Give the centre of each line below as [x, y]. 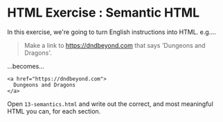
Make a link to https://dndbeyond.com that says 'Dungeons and [115, 45]
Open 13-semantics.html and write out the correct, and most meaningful [110, 104]
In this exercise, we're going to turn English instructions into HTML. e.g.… [111, 32]
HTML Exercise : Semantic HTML [104, 13]
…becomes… [26, 66]
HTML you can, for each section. [54, 111]
